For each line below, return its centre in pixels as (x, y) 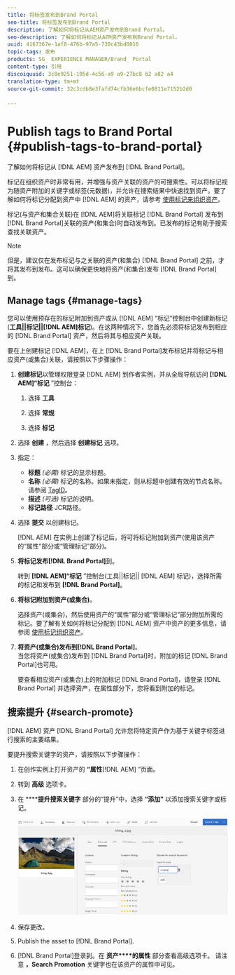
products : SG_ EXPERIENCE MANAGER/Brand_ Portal (79, 60)
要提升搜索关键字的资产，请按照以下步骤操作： (74, 754)
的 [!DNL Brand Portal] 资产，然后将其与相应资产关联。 (86, 336)
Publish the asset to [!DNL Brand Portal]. (76, 941)
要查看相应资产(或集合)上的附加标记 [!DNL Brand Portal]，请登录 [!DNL (119, 679)
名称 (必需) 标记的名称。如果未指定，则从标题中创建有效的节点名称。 (127, 481)
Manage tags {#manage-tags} (75, 301)
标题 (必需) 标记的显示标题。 (69, 472)
